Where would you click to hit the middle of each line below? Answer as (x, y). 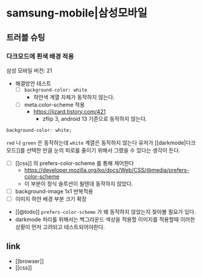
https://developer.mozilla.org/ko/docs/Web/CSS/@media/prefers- (107, 170)
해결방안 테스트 (33, 83)
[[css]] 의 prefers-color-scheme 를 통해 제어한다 (74, 163)
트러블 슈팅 (26, 37)
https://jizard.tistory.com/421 (69, 111)
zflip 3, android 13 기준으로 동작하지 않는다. (95, 118)
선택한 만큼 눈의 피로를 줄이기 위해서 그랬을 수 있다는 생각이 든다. (103, 150)
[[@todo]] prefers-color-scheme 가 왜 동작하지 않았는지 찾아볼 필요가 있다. (105, 211)
